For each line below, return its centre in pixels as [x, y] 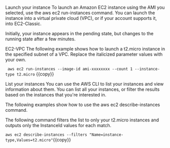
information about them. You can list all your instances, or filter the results [82, 89]
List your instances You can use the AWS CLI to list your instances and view [84, 84]
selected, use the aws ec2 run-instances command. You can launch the [80, 13]
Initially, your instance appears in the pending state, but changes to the [79, 33]
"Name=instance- [106, 135]
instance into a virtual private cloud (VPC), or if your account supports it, [81, 18]
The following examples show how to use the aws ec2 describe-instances [83, 105]
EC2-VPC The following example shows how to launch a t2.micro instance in [85, 49]
